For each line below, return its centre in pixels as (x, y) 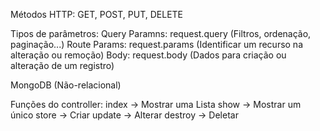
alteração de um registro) (62, 65)
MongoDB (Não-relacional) (66, 85)
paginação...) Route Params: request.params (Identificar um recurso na (157, 44)
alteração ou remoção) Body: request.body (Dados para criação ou (148, 55)
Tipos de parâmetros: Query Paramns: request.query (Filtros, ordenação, (161, 33)
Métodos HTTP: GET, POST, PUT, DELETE (97, 14)
